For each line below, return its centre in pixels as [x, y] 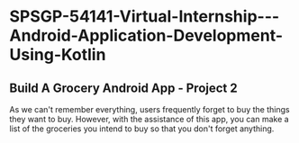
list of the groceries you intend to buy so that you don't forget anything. [142, 129]
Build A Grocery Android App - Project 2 [123, 88]
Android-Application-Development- [146, 36]
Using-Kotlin [58, 55]
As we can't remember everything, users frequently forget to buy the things [149, 109]
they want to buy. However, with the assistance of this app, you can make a [149, 119]
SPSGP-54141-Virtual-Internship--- [145, 17]
